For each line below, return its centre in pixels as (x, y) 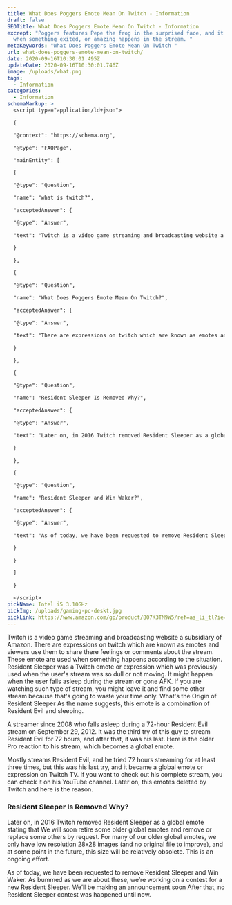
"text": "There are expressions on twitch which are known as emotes (115, 335)
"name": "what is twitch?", (54, 198)
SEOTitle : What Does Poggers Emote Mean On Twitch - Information (103, 26)
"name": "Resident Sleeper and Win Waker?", (78, 498)
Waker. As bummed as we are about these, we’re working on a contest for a (115, 879)
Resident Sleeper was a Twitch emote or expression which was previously (113, 667)
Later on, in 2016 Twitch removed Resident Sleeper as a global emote (106, 822)
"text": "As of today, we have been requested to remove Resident (111, 535)
